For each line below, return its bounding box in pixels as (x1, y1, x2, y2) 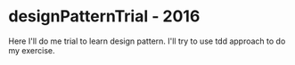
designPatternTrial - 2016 (8, 6, 201, 27)
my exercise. (8, 45, 55, 55)
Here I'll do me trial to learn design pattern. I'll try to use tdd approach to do (8, 36, 286, 46)
